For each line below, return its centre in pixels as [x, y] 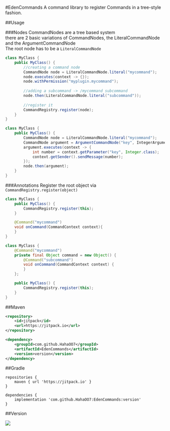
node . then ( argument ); [46, 166]
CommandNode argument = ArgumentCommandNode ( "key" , [79, 142]
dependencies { [21, 395]
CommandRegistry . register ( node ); [59, 110]
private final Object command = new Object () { [65, 255]
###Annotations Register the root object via [51, 185]
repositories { [21, 378]
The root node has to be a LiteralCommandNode [53, 48]
